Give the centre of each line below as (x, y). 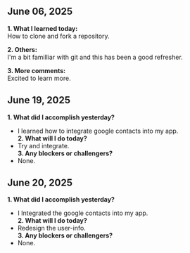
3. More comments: (36, 70)
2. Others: (22, 49)
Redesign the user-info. (51, 228)
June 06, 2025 (40, 12)
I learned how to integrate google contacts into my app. (98, 131)
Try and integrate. (43, 145)
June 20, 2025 (40, 183)
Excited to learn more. (39, 78)
